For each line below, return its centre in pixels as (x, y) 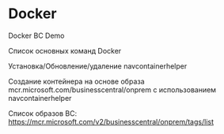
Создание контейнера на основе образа (76, 81)
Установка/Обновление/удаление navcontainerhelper (98, 66)
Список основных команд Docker (65, 50)
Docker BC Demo (36, 35)
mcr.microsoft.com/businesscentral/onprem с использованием (112, 89)
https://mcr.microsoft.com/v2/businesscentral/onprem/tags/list (111, 121)
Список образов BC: (43, 113)
